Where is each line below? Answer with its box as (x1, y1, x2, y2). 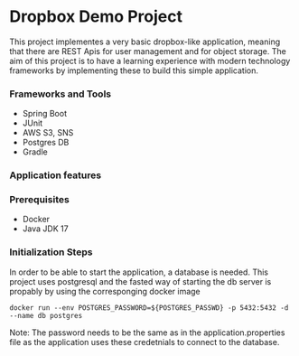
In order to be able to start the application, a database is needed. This (9, 267, 269, 277)
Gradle (22, 146, 48, 157)
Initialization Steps (9, 246, 93, 258)
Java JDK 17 (22, 223, 70, 234)
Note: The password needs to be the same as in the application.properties (9, 327, 285, 338)
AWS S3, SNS (22, 127, 74, 138)
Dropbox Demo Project (9, 6, 183, 27)
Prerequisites (9, 193, 70, 206)
